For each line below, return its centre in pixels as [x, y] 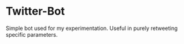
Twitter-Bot [35, 11]
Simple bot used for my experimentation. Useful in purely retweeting [92, 28]
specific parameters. [32, 34]
